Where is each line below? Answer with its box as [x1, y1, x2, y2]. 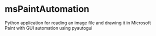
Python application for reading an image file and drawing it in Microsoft [4, 20, 151, 26]
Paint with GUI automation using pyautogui [4, 25, 93, 31]
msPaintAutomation [4, 3, 89, 15]
